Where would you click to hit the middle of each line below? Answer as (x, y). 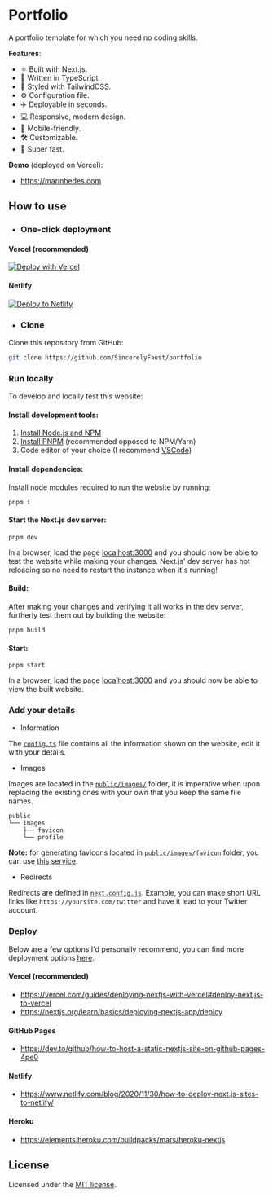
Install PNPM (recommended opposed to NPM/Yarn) (108, 442)
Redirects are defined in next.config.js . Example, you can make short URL (134, 893)
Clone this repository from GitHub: (66, 342)
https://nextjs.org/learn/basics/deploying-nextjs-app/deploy (121, 1011)
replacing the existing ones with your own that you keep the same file (125, 793)
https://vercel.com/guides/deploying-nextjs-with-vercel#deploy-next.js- (141, 994)
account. (23, 910)
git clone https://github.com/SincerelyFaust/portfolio (105, 357)
